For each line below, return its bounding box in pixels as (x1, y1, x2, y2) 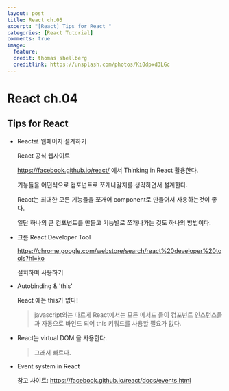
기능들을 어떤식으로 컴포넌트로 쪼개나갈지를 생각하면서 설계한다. (16, 180, 189, 189)
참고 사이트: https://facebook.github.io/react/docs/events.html (16, 376, 191, 384)
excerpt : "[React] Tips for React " (7, 23, 112, 29)
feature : (13, 49, 38, 56)
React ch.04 (7, 91, 78, 106)
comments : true (7, 36, 51, 43)
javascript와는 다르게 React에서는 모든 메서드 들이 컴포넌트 (34, 310, 193, 319)
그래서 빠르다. (34, 348, 71, 357)
